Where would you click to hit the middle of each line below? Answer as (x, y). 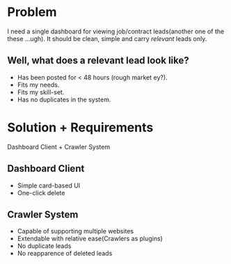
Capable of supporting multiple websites (75, 231)
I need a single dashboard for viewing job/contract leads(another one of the (116, 31)
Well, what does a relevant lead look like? (98, 61)
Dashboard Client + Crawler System (58, 147)
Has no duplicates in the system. (64, 99)
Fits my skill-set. (41, 92)
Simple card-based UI (49, 185)
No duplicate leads (44, 246)
